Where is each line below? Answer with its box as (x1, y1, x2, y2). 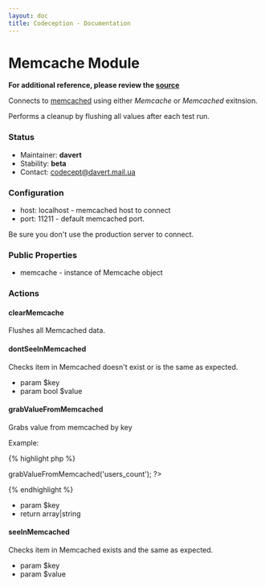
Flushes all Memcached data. (8, 326, 106, 335)
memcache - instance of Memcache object (19, 268, 163, 277)
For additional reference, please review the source (8, 80, 180, 90)
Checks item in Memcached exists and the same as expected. (8, 545, 214, 555)
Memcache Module (8, 54, 141, 72)
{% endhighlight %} (8, 484, 74, 495)
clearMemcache (8, 307, 64, 318)
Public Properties (8, 249, 78, 261)
